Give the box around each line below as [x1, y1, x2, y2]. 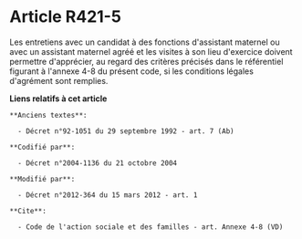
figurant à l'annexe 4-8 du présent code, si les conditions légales [9, 66, 254, 77]
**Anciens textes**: [9, 110, 89, 119]
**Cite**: [9, 206, 47, 215]
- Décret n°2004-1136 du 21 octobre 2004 [17, 158, 178, 168]
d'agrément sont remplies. [9, 75, 109, 86]
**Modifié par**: [9, 174, 76, 183]
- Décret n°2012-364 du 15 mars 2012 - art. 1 [17, 190, 198, 200]
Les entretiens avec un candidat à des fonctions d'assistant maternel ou [9, 36, 280, 47]
